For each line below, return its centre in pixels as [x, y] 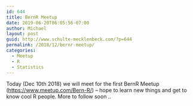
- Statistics [28, 67]
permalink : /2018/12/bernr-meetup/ [50, 45]
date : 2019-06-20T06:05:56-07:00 [48, 23]
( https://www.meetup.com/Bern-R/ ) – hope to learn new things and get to [96, 91]
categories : [21, 51]
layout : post [22, 34]
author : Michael [26, 28]
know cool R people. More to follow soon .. [59, 96]
